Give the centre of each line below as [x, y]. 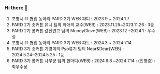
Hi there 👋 [16, 8]
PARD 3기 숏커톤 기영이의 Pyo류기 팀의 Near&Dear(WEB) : [68, 49]
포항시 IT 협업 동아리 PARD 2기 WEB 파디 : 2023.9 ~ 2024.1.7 [70, 19]
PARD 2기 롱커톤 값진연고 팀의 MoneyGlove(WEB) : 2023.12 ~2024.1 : [79, 31]
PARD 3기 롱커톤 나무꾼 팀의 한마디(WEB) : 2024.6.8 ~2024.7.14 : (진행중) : [83, 61]
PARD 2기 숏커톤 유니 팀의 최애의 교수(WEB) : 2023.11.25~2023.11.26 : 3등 [83, 25]
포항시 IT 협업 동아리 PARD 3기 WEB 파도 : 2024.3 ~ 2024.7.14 [71, 43]
